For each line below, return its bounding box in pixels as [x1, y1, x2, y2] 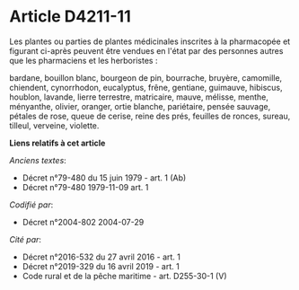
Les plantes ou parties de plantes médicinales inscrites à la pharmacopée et [9, 36, 291, 47]
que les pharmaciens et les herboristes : [9, 55, 158, 66]
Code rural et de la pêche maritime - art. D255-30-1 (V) [22, 270, 227, 281]
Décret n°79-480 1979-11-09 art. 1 [22, 181, 149, 192]
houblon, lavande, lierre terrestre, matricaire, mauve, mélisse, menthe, [9, 92, 269, 102]
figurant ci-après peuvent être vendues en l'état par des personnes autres [9, 45, 284, 56]
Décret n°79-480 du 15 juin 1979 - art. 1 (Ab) [22, 172, 187, 183]
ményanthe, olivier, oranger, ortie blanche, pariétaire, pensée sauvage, [9, 101, 271, 111]
